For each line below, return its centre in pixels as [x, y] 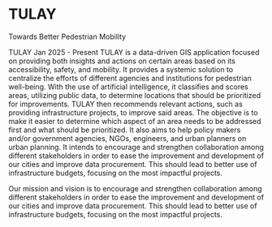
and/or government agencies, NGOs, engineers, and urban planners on [127, 138]
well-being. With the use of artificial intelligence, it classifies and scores [129, 87]
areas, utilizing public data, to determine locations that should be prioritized [135, 95]
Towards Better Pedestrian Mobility [67, 36]
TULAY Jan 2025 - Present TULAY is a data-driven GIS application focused [134, 52]
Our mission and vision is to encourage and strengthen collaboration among [135, 188]
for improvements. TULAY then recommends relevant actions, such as [126, 104]
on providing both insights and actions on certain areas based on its [122, 61]
